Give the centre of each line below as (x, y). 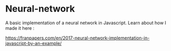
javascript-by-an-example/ (34, 43)
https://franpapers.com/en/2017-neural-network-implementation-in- (78, 38)
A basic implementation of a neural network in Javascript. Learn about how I (86, 23)
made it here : (20, 28)
